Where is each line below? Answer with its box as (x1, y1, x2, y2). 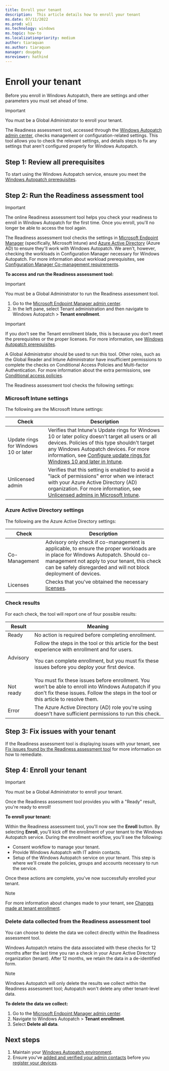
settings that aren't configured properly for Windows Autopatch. (5, 143, 138, 149)
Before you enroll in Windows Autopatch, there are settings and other (5, 93, 149, 99)
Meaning (87, 623, 109, 630)
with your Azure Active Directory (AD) (48, 479, 137, 486)
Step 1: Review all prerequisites (5, 158, 105, 166)
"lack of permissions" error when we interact (48, 473, 154, 480)
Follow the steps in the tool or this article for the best (34, 639, 158, 647)
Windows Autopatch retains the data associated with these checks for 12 (5, 945, 156, 951)
